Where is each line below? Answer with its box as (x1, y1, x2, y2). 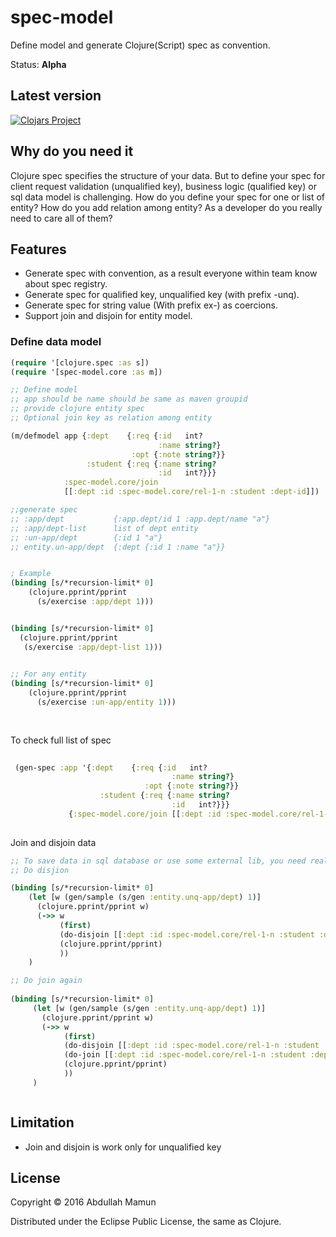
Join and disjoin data (10, 836, 97, 848)
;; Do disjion (10, 865, 70, 875)
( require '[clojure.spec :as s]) (10, 357, 150, 368)
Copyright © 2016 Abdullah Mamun (10, 1196, 157, 1208)
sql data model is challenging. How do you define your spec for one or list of (10, 191, 326, 203)
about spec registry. (24, 278, 108, 290)
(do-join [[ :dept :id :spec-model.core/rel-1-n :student (63, 1050, 307, 1060)
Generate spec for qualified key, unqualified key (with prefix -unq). (24, 289, 300, 301)
